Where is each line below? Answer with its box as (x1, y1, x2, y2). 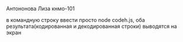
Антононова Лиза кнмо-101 (6, 5, 75, 12)
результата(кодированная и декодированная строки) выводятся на (6, 23, 178, 30)
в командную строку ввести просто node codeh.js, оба (6, 17, 145, 23)
